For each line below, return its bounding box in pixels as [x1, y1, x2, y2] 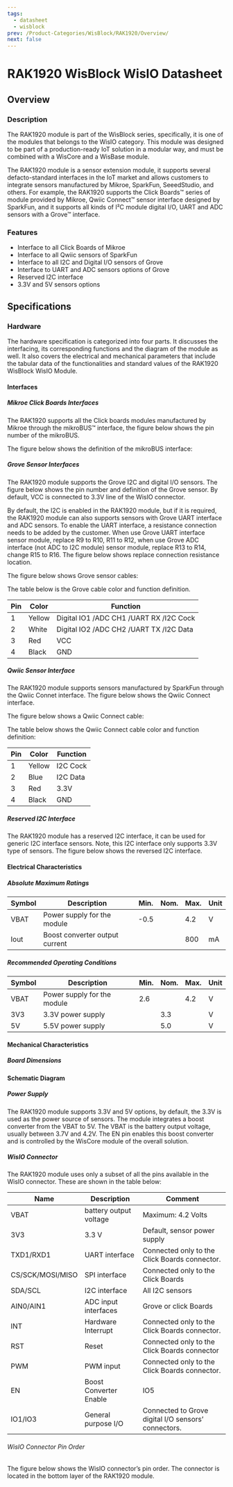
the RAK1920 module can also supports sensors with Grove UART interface [7, 513, 223, 522]
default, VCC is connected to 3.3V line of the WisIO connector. [7, 492, 186, 501]
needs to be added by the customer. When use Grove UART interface [7, 528, 206, 536]
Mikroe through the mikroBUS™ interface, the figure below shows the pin [7, 424, 215, 432]
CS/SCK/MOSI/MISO [10, 1270, 78, 1280]
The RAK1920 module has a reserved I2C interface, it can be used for [7, 832, 206, 840]
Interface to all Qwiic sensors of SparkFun [17, 251, 137, 259]
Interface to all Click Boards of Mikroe [17, 243, 126, 252]
